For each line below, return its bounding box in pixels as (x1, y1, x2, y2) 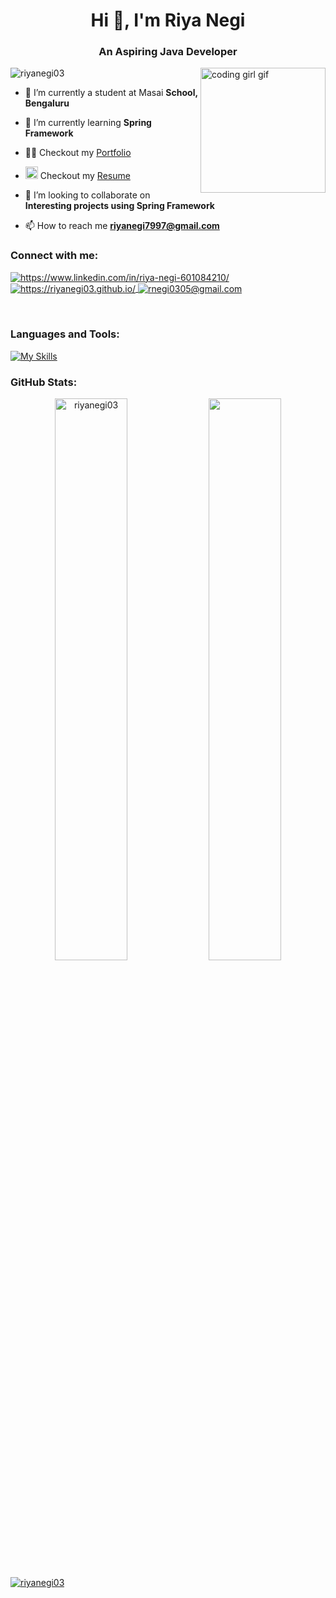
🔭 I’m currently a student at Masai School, (24, 87, 198, 99)
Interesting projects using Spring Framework (24, 200, 215, 212)
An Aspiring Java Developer (98, 45, 238, 59)
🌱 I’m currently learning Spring (24, 117, 152, 129)
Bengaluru (24, 97, 70, 109)
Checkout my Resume (39, 170, 131, 182)
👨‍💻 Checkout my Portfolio (24, 147, 132, 159)
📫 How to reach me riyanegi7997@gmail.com (24, 220, 220, 232)
